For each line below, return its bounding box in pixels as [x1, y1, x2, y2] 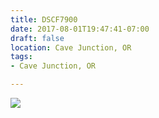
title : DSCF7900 [10, 14, 78, 25]
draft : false [10, 33, 65, 43]
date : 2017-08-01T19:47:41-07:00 [10, 24, 150, 34]
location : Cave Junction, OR [10, 42, 132, 53]
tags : [10, 52, 33, 62]
